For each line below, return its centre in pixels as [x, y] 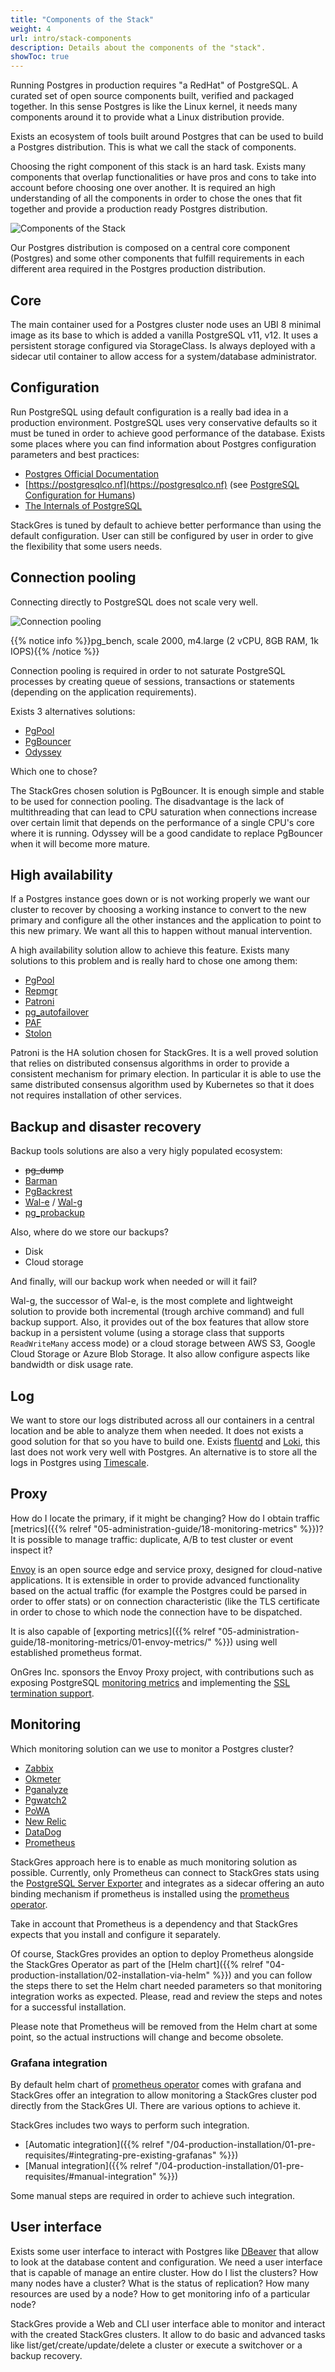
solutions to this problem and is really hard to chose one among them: [154, 961]
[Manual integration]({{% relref [88, 2165]
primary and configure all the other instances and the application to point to [166, 920]
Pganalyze [46, 1789]
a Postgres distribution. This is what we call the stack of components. [153, 147]
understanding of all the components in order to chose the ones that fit [156, 198]
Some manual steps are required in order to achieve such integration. [153, 2195]
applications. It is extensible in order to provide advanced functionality [155, 1580]
